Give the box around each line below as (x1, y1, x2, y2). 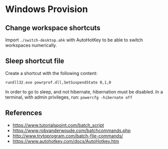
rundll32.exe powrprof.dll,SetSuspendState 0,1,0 (5, 80, 112, 85)
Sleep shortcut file (5, 57, 64, 65)
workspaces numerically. (5, 42, 57, 48)
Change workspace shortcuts (5, 24, 101, 32)
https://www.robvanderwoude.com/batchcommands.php (12, 127, 131, 133)
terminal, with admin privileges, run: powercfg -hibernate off (5, 94, 132, 100)
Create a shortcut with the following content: (5, 70, 98, 76)
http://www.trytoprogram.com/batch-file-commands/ (12, 132, 123, 139)
